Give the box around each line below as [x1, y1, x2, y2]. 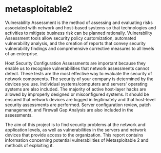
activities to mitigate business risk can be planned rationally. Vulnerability [5, 30, 153, 36]
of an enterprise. [5, 50, 39, 57]
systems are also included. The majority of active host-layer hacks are [5, 86, 146, 92]
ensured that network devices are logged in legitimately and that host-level [5, 96, 156, 102]
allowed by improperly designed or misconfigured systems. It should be [5, 91, 149, 97]
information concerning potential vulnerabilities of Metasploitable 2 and [5, 137, 149, 143]
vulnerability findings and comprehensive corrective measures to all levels [5, 45, 155, 51]
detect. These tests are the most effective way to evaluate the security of [5, 70, 152, 76]
